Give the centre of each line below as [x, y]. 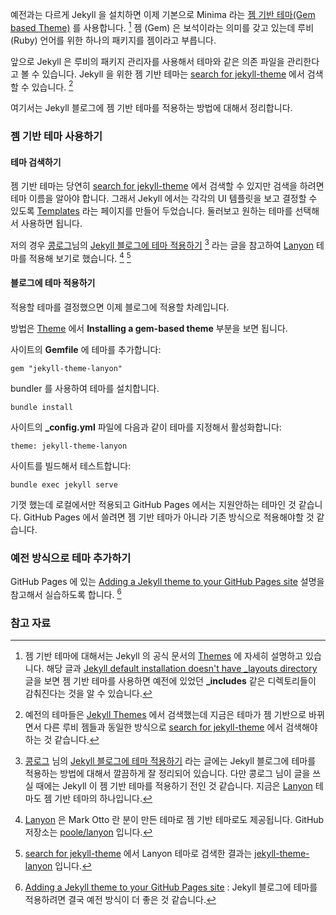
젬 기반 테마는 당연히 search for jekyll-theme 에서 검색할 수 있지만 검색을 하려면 [167, 186]
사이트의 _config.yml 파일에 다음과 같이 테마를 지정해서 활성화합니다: [146, 427]
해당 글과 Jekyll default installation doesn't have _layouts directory [182, 669]
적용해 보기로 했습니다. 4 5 [80, 257]
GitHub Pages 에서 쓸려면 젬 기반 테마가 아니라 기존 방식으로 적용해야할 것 [169, 517]
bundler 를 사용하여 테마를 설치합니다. [85, 388]
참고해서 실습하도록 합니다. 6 [66, 593]
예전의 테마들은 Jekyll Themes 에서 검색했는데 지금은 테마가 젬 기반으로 [165, 715]
